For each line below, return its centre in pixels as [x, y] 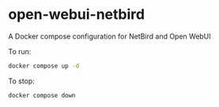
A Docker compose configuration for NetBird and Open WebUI [109, 36]
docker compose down [42, 95]
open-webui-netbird [76, 15]
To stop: [22, 81]
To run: [20, 51]
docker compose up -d [44, 66]
